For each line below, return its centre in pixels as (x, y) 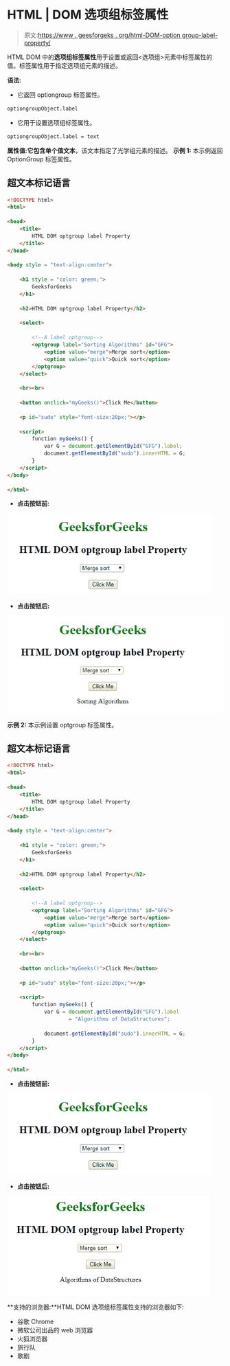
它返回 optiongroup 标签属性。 (60, 95)
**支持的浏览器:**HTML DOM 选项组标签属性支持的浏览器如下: (95, 1307)
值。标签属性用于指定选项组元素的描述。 (64, 65)
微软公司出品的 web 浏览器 (55, 1330)
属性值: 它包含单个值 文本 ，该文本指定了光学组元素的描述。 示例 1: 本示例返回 (115, 150)
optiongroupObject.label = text (53, 136)
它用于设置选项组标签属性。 (56, 122)
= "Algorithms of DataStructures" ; (119, 1019)
